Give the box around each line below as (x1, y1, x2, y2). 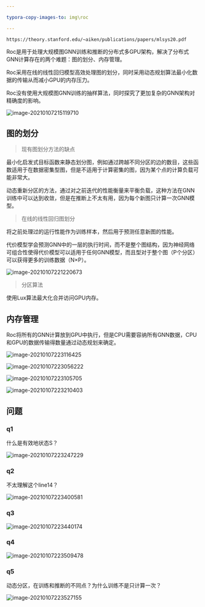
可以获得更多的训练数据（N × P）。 (6, 256, 90, 263)
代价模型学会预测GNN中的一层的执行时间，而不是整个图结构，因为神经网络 (6, 241, 195, 248)
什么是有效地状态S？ (6, 439, 58, 446)
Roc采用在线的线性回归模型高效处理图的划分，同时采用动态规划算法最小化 (6, 68, 193, 76)
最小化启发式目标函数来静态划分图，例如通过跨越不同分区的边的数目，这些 (6, 158, 193, 166)
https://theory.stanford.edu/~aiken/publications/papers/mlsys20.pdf (6, 36, 187, 43)
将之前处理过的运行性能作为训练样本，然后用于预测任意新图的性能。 (6, 228, 178, 235)
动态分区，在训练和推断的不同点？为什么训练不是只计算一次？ (6, 582, 162, 589)
